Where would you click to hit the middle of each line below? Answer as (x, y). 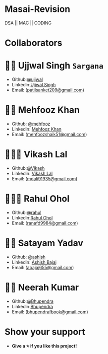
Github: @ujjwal (27, 79)
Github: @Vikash (28, 168)
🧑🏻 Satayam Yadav (44, 243)
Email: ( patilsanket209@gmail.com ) (48, 90)
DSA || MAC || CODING (28, 23)
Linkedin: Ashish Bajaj (34, 262)
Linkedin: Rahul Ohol (32, 217)
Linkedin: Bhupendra (32, 306)
